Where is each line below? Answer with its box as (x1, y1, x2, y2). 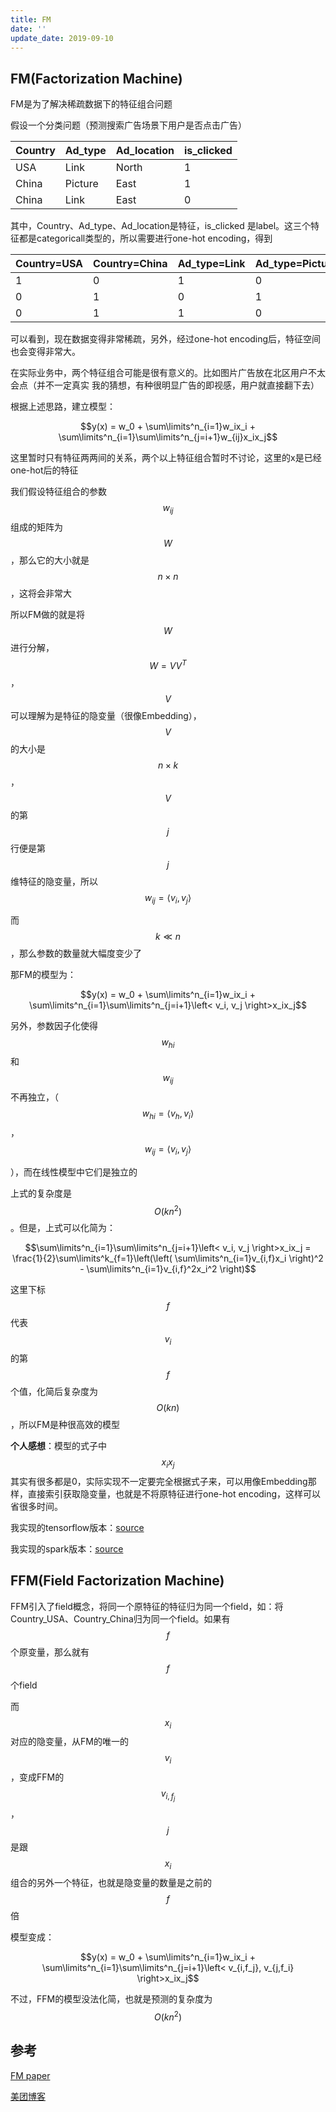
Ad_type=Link (177, 257, 246, 271)
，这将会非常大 (10, 587, 72, 599)
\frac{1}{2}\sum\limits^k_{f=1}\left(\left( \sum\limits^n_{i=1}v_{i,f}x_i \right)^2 (12, 1252, 324, 1265)
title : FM (10, 14, 52, 25)
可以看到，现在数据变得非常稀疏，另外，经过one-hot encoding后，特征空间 (10, 333, 322, 345)
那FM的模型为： (10, 969, 77, 981)
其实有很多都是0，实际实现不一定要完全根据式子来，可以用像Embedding (10, 1475, 308, 1487)
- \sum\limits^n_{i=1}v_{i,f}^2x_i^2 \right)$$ (79, 1263, 257, 1275)
